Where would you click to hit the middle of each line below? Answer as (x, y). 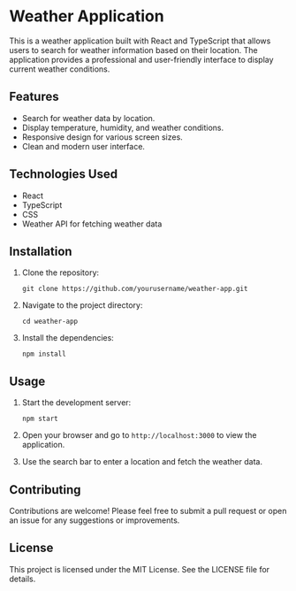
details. (23, 579)
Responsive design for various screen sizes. (102, 137)
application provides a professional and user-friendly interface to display (141, 59)
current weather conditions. (60, 69)
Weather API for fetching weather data (92, 224)
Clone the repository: (61, 272)
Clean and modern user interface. (83, 146)
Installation (41, 251)
